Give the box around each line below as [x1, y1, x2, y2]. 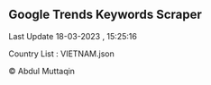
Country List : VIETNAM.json [8, 48, 115, 59]
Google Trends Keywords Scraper [8, 7, 202, 22]
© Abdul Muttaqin [8, 65, 76, 76]
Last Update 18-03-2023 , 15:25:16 [8, 30, 137, 41]
